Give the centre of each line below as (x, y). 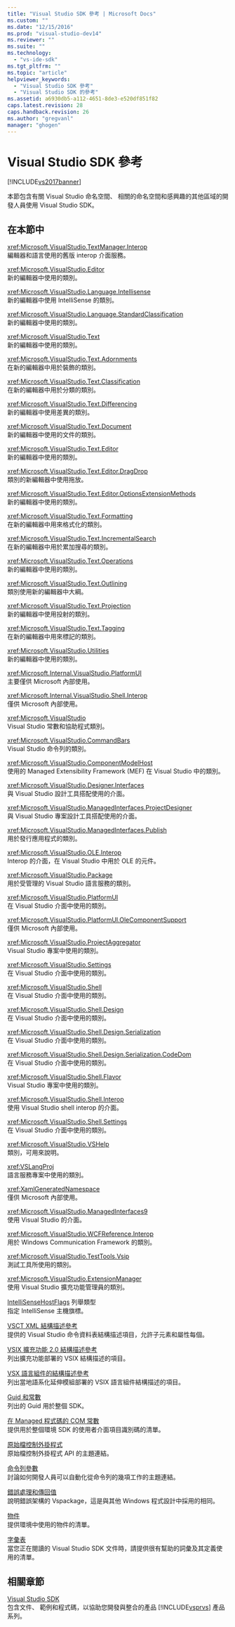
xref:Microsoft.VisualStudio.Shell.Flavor (64, 1077)
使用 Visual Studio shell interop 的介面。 (65, 1108)
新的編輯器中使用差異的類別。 (50, 412)
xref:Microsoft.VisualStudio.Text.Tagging (66, 628)
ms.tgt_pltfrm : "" (34, 66)
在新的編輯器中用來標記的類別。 (53, 637)
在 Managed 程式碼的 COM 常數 (53, 1421)
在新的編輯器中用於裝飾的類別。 (53, 367)
